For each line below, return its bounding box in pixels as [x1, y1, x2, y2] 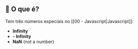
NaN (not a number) [12, 38, 54, 44]
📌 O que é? [5, 5, 39, 13]
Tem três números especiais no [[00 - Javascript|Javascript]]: [5, 18, 134, 24]
